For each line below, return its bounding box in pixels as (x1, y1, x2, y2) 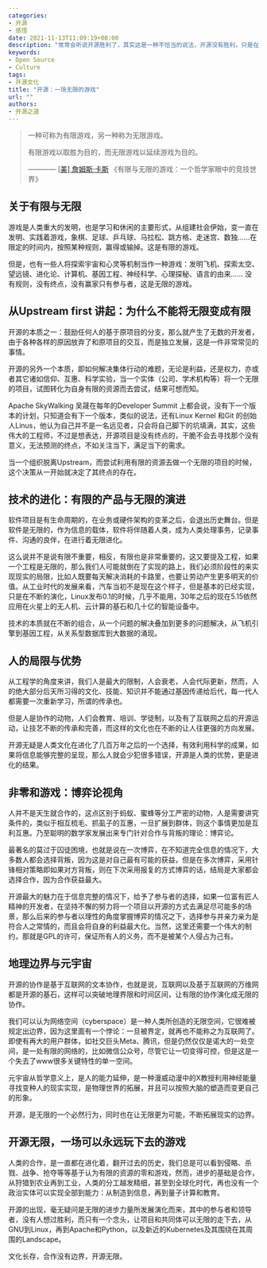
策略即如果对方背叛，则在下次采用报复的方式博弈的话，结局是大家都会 (29, 865, 259, 874)
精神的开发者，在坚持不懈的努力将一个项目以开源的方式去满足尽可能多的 (8, 902, 245, 911)
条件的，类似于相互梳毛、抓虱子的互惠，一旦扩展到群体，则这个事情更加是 (8, 818, 252, 828)
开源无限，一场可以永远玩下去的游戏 (8, 1135, 186, 1149)
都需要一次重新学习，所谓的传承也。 (8, 696, 127, 706)
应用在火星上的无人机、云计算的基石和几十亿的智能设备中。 (8, 602, 203, 611)
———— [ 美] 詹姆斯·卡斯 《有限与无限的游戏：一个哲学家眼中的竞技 (27, 165, 250, 173)
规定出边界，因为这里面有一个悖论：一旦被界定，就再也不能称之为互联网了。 (8, 1026, 259, 1036)
